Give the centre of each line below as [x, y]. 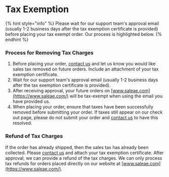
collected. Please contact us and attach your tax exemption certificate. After [85, 153]
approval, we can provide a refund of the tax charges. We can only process [84, 158]
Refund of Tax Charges [34, 136]
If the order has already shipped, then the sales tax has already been [77, 147]
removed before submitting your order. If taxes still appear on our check [88, 112]
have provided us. [31, 101]
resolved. [22, 123]
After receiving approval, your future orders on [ [62, 91]
